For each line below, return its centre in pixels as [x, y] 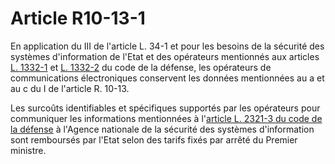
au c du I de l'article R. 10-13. [70, 88]
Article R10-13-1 [78, 18]
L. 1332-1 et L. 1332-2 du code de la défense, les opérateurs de [141, 67]
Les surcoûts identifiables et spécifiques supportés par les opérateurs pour [165, 108]
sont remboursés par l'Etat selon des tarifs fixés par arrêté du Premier [154, 139]
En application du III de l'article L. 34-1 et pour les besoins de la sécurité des [167, 46]
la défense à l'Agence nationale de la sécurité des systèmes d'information [162, 129]
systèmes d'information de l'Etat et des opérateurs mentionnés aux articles [165, 56]
